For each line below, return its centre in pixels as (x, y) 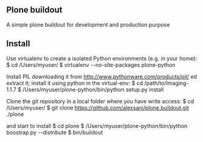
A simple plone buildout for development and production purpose (88, 24)
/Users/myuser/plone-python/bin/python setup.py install (93, 89)
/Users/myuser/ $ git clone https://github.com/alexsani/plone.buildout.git (98, 107)
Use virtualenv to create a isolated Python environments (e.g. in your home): (102, 58)
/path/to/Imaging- (167, 83)
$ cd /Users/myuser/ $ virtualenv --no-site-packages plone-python (91, 65)
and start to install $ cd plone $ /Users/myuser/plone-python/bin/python (97, 126)
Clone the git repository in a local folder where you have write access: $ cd (100, 101)
